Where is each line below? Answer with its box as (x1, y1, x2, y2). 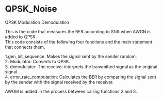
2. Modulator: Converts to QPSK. (5, 58, 70, 64)
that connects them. (5, 44, 45, 50)
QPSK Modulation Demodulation (5, 19, 69, 25)
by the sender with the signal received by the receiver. (5, 79, 114, 85)
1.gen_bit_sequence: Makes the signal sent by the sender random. (5, 53, 137, 59)
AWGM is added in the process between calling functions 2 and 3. (5, 88, 137, 94)
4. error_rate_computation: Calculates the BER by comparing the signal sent (5, 74, 157, 80)
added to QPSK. (5, 34, 37, 40)
